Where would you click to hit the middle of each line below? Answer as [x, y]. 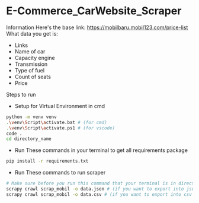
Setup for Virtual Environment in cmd [60, 106]
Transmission [31, 64]
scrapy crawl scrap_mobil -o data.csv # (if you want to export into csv [99, 194]
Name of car [30, 51]
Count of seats [33, 77]
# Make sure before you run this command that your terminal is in [91, 183]
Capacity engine [35, 58]
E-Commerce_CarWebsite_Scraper [94, 11]
